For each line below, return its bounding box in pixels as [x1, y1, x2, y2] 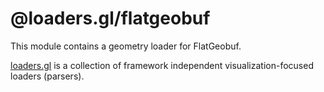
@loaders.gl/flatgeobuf [10, 7, 211, 30]
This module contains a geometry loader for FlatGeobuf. [10, 40, 242, 52]
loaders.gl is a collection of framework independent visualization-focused [10, 59, 314, 71]
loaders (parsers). [10, 70, 85, 82]
